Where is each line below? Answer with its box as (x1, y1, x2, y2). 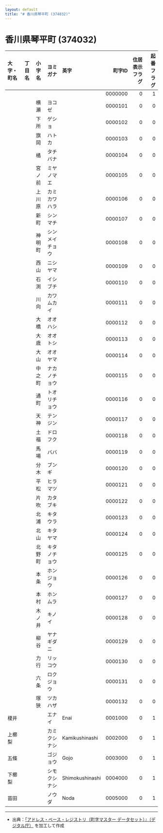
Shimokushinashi (62, 775, 101, 782)
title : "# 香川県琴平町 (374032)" (5, 12, 70, 17)
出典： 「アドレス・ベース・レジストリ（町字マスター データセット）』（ (12, 816, 152, 822)
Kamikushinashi (62, 734, 98, 741)
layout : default (5, 7, 38, 12)
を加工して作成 (34, 823, 65, 829)
